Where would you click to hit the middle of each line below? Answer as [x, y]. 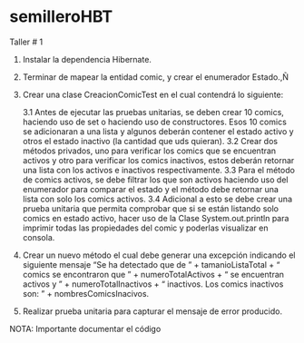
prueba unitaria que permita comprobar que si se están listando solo [151, 208]
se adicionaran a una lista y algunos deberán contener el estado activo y [158, 131]
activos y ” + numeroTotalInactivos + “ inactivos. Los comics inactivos [153, 284]
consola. [39, 237]
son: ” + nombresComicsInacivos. [86, 293]
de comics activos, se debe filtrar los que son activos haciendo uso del [155, 180]
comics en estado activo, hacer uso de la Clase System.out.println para [156, 218]
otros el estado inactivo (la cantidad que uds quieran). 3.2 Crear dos [150, 141]
